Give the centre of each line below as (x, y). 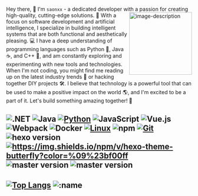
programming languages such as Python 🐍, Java (65, 49)
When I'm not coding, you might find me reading (65, 70)
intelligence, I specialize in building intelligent (61, 28)
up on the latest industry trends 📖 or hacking (60, 77)
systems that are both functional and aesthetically (67, 34)
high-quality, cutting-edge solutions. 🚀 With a (61, 15)
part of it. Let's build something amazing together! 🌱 (69, 101)
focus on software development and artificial (60, 21)
